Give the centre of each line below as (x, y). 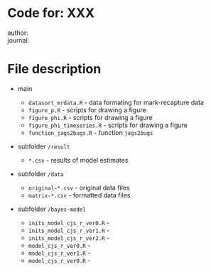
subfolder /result (44, 146)
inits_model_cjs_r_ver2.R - (69, 238)
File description (54, 69)
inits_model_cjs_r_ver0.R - (69, 222)
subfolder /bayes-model (52, 209)
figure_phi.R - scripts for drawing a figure (90, 117)
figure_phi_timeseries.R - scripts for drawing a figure (108, 125)
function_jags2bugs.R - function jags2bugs (91, 132)
